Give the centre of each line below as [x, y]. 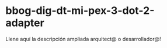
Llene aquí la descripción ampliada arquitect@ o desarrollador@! [83, 39]
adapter [25, 23]
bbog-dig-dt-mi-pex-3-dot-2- [80, 11]
